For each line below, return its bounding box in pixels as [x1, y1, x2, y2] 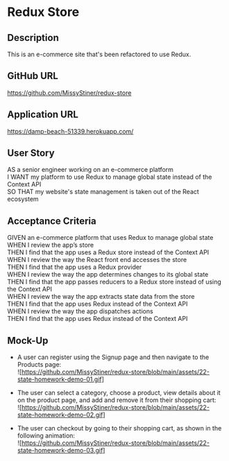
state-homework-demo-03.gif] [17, 446, 105, 455]
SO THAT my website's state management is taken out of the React [7, 188, 199, 196]
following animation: [17, 431, 75, 440]
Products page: [17, 360, 62, 369]
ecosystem [7, 195, 40, 203]
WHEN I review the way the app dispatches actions [7, 307, 154, 315]
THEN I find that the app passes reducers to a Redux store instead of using [7, 278, 222, 286]
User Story [7, 147, 55, 159]
